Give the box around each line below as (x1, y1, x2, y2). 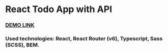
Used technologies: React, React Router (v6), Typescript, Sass (5, 35, 163, 42)
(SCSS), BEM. (5, 41, 40, 48)
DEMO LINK (5, 22, 35, 29)
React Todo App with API (5, 4, 113, 15)
